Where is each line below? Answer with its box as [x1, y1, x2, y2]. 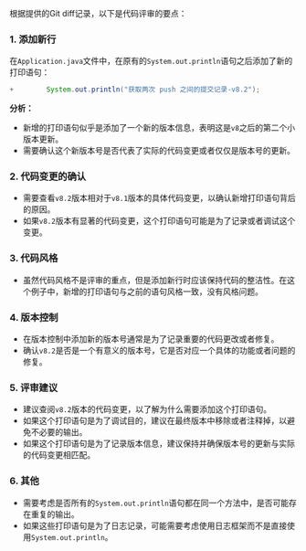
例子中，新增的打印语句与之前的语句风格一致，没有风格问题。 [30, 286, 263, 297]
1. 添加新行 [9, 33, 57, 46]
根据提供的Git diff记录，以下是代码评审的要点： [9, 8, 187, 18]
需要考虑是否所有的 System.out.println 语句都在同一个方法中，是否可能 [22, 497, 290, 508]
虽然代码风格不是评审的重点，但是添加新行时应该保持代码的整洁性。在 [22, 274, 288, 285]
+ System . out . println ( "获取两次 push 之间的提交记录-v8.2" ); [9, 85, 260, 94]
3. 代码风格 [9, 252, 58, 265]
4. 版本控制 [9, 311, 58, 323]
